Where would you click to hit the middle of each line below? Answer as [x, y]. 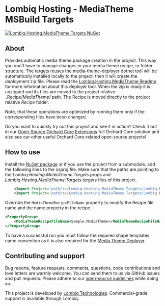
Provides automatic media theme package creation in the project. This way [81, 60]
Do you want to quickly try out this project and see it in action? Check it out [81, 126]
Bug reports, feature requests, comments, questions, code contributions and [82, 268]
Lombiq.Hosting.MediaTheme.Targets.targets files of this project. [71, 180]
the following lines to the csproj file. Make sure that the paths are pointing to [82, 169]
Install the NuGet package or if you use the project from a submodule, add [80, 164]
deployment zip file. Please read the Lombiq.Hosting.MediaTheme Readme [81, 81]
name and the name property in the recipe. [48, 208]
